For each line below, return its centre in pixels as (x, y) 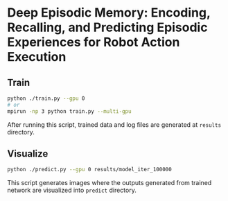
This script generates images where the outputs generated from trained (109, 183)
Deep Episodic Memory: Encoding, (109, 13)
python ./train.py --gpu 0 (46, 98)
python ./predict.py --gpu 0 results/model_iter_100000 (89, 170)
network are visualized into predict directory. (72, 190)
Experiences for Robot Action (94, 42)
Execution (37, 57)
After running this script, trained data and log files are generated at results (114, 124)
